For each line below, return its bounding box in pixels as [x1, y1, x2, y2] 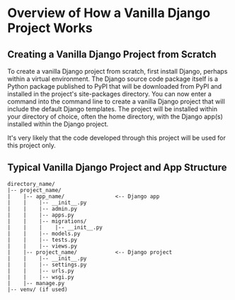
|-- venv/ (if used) [7, 286, 69, 293]
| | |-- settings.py [7, 261, 87, 268]
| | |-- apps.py [7, 211, 74, 218]
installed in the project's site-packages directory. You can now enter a [7, 90, 212, 98]
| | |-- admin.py [7, 205, 78, 212]
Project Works [7, 20, 93, 36]
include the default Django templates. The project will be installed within [7, 105, 218, 113]
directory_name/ [7, 180, 55, 187]
